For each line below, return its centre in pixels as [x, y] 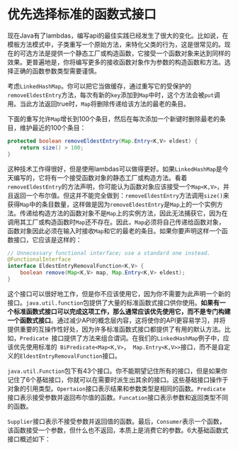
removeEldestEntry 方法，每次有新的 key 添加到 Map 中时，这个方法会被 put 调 [114, 95]
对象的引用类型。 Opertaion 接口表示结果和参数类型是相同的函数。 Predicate [117, 388]
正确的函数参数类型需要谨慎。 [57, 71]
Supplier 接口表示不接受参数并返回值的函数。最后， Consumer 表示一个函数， [117, 421]
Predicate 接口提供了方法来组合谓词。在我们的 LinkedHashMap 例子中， [121, 338]
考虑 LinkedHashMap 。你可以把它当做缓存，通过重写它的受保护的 [100, 86]
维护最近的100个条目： [53, 128]
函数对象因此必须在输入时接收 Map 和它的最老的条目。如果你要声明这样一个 [114, 230]
